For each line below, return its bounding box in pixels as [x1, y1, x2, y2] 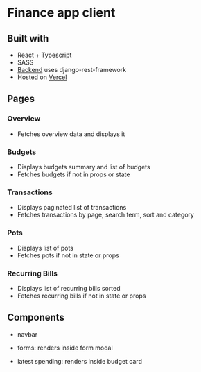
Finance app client [7, 5, 116, 21]
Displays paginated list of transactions [17, 203, 127, 212]
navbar [17, 330, 38, 338]
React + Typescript [17, 51, 72, 59]
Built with [7, 33, 49, 44]
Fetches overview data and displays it [17, 130, 125, 138]
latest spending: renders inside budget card [17, 357, 142, 365]
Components [7, 312, 64, 323]
